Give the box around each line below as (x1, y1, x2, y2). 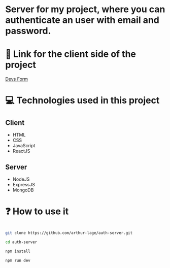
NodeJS (12, 176, 30, 182)
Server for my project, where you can (5, 4, 165, 15)
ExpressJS (12, 181, 36, 187)
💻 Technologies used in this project (5, 95, 160, 106)
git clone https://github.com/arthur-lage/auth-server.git (5, 230, 133, 236)
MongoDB (12, 187, 34, 193)
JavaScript (12, 143, 36, 149)
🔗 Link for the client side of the (5, 48, 136, 60)
